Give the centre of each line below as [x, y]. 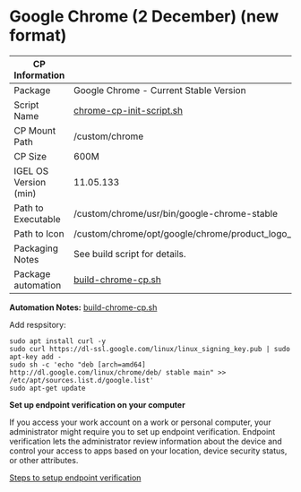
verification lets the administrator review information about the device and [146, 441]
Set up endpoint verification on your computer [97, 404]
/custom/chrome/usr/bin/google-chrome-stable [175, 213]
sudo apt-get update [48, 388]
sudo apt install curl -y [57, 341]
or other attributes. [44, 460]
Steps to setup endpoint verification [75, 478]
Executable [37, 219]
